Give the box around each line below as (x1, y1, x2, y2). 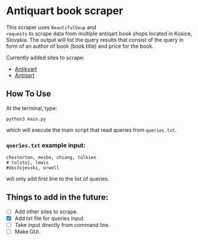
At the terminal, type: (6, 105, 57, 112)
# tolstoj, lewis (6, 160, 49, 166)
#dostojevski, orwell (6, 165, 60, 171)
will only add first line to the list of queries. (6, 176, 109, 183)
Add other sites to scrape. (14, 208, 78, 215)
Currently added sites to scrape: (6, 54, 85, 61)
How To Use (6, 89, 51, 99)
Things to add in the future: (6, 192, 109, 202)
